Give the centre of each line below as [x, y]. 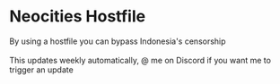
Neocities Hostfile [78, 17]
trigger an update [41, 70]
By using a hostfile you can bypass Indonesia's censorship [118, 41]
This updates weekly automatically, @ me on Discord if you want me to [140, 60]
